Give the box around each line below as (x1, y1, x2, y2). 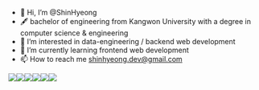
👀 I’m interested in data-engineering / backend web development (19, 37, 236, 46)
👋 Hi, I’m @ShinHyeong (19, 8, 97, 17)
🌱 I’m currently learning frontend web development (19, 45, 189, 55)
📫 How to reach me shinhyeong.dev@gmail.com (19, 55, 183, 63)
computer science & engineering (19, 28, 129, 38)
